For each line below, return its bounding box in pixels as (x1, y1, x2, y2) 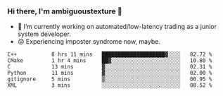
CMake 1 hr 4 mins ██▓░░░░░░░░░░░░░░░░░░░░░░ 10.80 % (7, 57, 212, 64)
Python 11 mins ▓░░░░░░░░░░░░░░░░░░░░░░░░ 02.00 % (7, 70, 212, 77)
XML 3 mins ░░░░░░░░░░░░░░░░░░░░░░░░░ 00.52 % (7, 82, 212, 89)
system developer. (17, 30, 72, 38)
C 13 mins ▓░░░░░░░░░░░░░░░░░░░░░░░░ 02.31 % (7, 64, 212, 71)
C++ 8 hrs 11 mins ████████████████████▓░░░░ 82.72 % (7, 51, 212, 59)
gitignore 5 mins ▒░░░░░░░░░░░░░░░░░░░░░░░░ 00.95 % (7, 76, 212, 83)
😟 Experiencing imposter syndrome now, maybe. (17, 37, 160, 46)
